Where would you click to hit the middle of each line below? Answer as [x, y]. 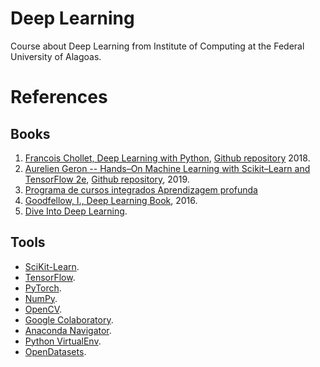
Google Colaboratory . [69, 319]
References [59, 97]
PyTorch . [43, 288]
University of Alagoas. [56, 56]
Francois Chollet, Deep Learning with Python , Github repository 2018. [167, 158]
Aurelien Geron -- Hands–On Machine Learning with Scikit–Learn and [167, 168]
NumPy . [41, 298]
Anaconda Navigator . [68, 330]
